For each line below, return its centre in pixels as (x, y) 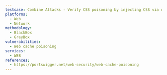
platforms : (16, 14)
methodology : (19, 28)
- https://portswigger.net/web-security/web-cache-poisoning (74, 65)
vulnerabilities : (23, 42)
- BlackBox (21, 33)
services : (15, 51)
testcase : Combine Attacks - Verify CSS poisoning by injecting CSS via (82, 10)
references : (17, 60)
